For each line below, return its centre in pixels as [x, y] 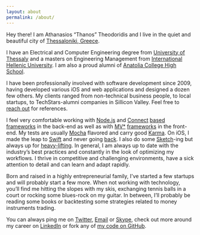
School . [16, 71]
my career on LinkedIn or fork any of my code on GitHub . [76, 225]
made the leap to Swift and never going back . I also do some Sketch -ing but [99, 139]
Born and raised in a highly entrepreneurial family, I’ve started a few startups [100, 176]
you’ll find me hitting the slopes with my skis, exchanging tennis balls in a [96, 188]
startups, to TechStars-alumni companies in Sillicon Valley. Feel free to [93, 102]
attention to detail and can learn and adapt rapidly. [68, 164]
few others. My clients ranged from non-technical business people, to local [99, 96]
